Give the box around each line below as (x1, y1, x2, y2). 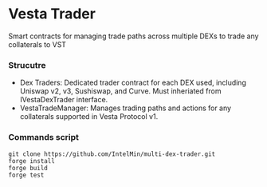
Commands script (8, 132, 80, 143)
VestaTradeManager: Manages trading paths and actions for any (19, 103, 232, 113)
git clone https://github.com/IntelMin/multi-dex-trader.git (8, 149, 216, 158)
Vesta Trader (8, 5, 96, 23)
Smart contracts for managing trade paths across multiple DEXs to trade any (8, 31, 259, 41)
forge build (8, 164, 48, 172)
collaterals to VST (8, 39, 66, 49)
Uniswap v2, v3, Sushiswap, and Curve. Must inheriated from (19, 86, 222, 96)
